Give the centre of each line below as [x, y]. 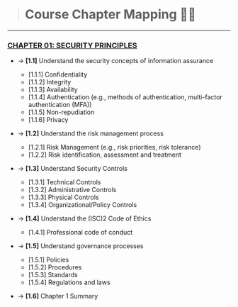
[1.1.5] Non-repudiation [61, 112]
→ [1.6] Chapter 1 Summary [58, 296]
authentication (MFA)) [60, 105]
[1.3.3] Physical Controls [63, 197]
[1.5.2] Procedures [55, 267]
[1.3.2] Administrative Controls [72, 190]
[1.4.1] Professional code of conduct [80, 233]
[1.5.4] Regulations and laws [69, 282]
